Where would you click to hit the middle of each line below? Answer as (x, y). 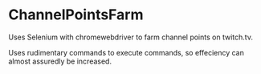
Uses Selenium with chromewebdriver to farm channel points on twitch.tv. (130, 37)
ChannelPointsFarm (76, 15)
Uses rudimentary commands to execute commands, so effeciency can (126, 52)
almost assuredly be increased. (60, 61)
